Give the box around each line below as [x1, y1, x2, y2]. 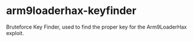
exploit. [6, 29, 24, 36]
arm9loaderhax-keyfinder [6, 4, 137, 17]
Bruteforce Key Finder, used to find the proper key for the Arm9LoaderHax [6, 23, 187, 30]
